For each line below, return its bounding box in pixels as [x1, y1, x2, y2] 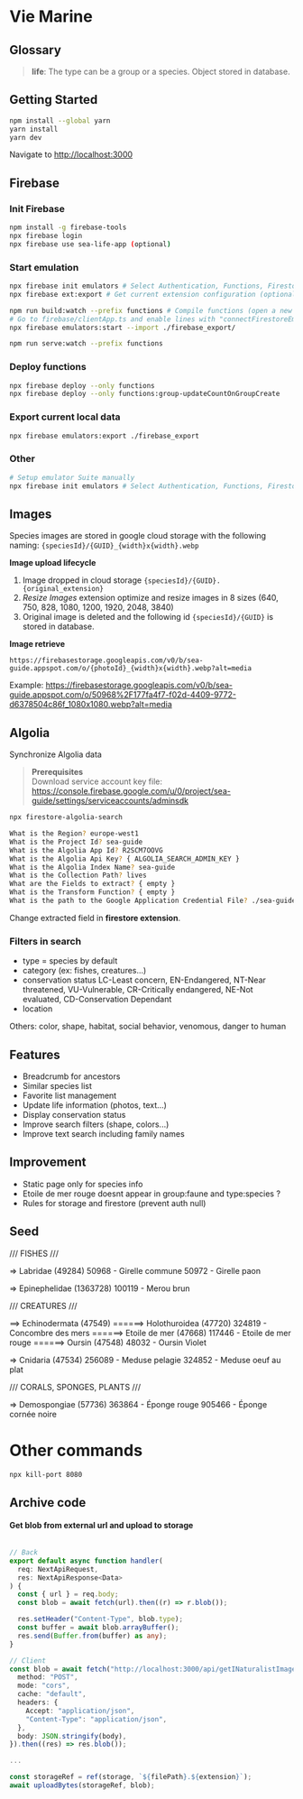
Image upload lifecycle [9, 558, 96, 568]
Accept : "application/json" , [25, 1706, 135, 1715]
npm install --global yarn [9, 115, 111, 125]
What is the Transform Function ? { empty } [9, 888, 176, 897]
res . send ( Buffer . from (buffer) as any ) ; [17, 1631, 168, 1640]
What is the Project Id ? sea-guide [9, 837, 143, 846]
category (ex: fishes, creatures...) [22, 965, 147, 976]
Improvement [9, 1155, 87, 1170]
